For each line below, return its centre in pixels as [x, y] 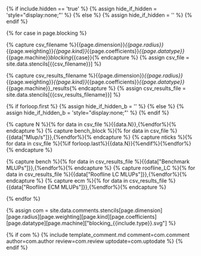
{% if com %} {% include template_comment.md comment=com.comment [98, 235]
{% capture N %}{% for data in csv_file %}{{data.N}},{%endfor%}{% [91, 124]
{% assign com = [28, 210]
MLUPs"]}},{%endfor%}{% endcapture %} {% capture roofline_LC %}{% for [101, 168]
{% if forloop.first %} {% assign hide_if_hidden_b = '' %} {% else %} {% [95, 106]
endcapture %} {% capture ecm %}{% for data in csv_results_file [86, 181]
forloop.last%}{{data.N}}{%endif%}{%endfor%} [132, 143]
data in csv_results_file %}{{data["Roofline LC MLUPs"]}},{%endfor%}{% [97, 174]
